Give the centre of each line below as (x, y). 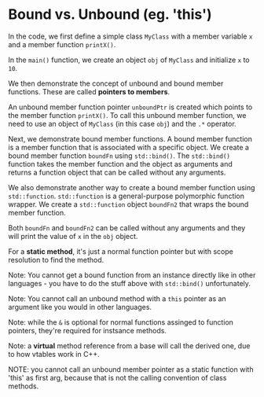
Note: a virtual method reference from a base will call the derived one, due (129, 346)
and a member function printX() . (62, 44)
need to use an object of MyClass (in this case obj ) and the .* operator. (123, 123)
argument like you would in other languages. (80, 307)
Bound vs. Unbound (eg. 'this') (110, 15)
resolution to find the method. (56, 259)
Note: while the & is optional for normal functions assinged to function (121, 322)
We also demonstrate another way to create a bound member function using (132, 187)
